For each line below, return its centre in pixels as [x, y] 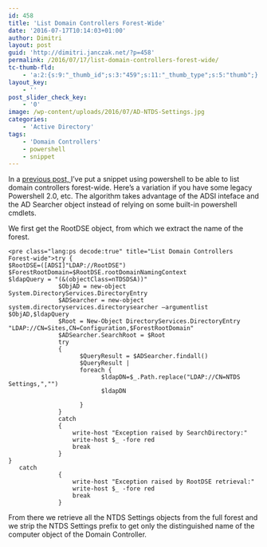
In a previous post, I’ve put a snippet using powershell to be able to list [124, 179]
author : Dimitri [35, 38]
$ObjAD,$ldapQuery [39, 315]
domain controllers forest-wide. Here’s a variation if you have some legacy [130, 187]
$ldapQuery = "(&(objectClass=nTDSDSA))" [78, 280]
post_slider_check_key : [48, 97]
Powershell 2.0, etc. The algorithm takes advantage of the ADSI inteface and [133, 196]
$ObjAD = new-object [92, 287]
